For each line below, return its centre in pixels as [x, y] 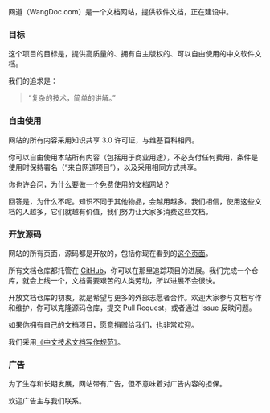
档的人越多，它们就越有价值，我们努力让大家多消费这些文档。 [110, 211]
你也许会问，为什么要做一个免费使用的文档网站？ [89, 184]
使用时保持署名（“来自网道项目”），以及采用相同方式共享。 [105, 167]
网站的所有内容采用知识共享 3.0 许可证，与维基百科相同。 [104, 140]
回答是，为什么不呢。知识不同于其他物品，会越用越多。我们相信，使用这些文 [135, 201]
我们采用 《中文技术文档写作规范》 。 [66, 341]
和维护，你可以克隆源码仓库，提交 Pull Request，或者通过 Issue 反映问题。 [132, 308]
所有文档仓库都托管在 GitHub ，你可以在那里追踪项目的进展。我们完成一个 [130, 270]
